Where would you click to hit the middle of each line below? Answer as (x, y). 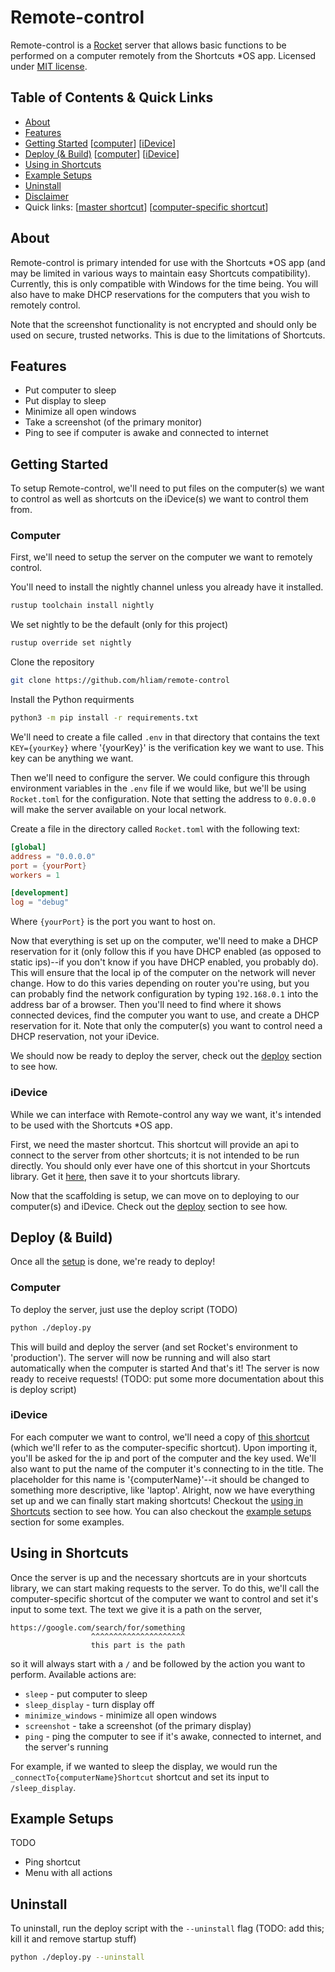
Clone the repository (52, 662)
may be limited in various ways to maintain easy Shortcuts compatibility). (160, 273)
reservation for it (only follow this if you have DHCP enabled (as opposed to (166, 952)
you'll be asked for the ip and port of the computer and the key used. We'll (163, 1458)
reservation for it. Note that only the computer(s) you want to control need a (166, 1026)
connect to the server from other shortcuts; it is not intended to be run (155, 1155)
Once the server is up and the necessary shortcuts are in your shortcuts (158, 1577)
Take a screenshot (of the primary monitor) (113, 422)
